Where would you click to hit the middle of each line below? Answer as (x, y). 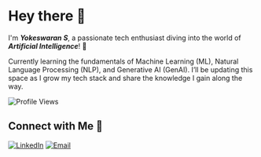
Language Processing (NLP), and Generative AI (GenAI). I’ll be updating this (130, 69)
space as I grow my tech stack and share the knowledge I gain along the (125, 78)
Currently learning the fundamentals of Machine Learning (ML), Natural (123, 61)
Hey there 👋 (47, 16)
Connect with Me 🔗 (56, 126)
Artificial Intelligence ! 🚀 (48, 46)
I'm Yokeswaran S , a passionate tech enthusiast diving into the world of (125, 38)
